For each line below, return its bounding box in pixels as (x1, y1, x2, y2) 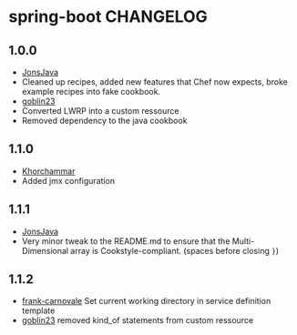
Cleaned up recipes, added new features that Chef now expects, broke (21, 76, 288, 87)
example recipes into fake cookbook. (21, 86, 161, 96)
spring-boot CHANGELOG (8, 6, 209, 27)
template (21, 305, 56, 316)
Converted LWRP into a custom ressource (21, 106, 179, 116)
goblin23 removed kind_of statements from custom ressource (21, 315, 254, 326)
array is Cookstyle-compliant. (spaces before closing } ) (70, 245, 280, 256)
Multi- (231, 235, 255, 247)
